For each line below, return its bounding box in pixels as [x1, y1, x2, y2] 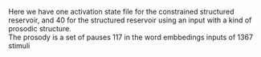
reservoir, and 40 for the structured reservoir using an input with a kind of [8, 15, 252, 25]
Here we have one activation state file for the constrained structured [8, 7, 234, 16]
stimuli [8, 41, 31, 51]
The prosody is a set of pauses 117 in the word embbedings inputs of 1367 [8, 32, 254, 42]
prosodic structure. [8, 24, 72, 33]
